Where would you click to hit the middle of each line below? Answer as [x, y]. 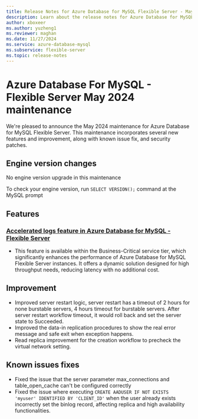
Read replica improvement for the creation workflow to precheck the [98, 340]
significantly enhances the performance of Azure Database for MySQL [100, 257]
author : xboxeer [26, 22]
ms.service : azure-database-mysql [49, 45]
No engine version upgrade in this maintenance [64, 178]
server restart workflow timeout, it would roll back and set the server [98, 315]
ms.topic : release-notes [37, 55]
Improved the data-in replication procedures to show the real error [95, 328]
